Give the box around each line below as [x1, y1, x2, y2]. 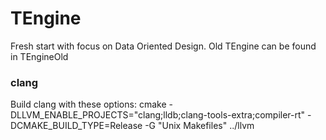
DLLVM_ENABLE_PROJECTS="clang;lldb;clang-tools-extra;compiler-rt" [10, 109, 306, 121]
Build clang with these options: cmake [10, 98, 167, 111]
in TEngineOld [10, 50, 69, 62]
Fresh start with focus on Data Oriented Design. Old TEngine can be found [10, 40, 317, 52]
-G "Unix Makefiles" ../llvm [144, 120, 255, 132]
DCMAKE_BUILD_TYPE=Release [10, 120, 143, 132]
